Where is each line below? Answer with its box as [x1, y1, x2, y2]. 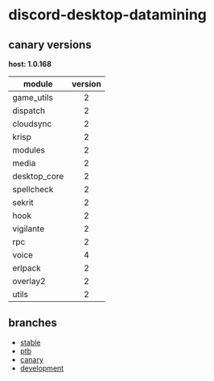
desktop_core [12, 171, 64, 182]
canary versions [8, 38, 92, 52]
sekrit [12, 197, 34, 207]
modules [12, 144, 46, 155]
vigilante [12, 224, 45, 234]
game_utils [12, 92, 54, 103]
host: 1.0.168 [8, 59, 52, 69]
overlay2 [12, 276, 46, 287]
